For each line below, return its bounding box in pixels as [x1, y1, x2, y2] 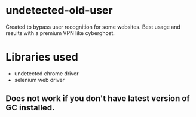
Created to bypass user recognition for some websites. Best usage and [5, 23, 180, 30]
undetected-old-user [5, 4, 113, 17]
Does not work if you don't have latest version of [5, 93, 190, 104]
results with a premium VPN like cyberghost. [5, 29, 115, 36]
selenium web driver [14, 76, 65, 83]
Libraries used [5, 50, 78, 64]
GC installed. [5, 103, 55, 113]
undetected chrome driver [14, 69, 79, 77]
